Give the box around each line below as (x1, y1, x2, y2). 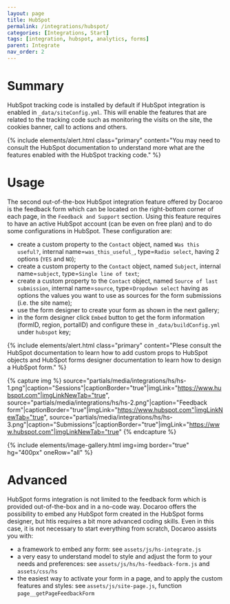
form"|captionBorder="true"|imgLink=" (7, 405, 118, 413)
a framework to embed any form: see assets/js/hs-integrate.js (17, 545, 202, 553)
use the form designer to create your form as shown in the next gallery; (17, 305, 220, 314)
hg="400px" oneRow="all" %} (7, 448, 93, 456)
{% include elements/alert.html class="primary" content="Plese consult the (7, 341, 222, 349)
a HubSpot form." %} (7, 363, 67, 371)
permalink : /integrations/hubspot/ (7, 23, 109, 30)
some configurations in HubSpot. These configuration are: (7, 226, 172, 235)
